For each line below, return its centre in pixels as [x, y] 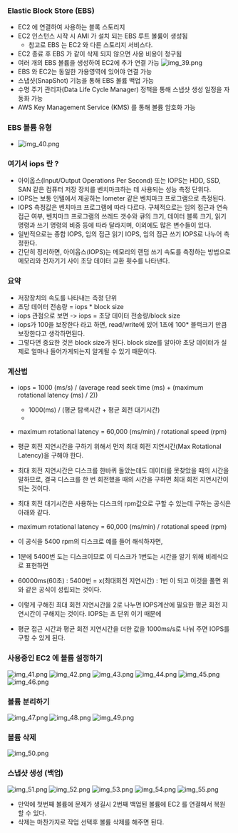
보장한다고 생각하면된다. [51, 333]
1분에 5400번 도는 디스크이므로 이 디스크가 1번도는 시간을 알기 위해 [111, 557]
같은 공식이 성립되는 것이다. [63, 590]
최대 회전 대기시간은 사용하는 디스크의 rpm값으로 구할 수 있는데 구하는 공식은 [124, 504]
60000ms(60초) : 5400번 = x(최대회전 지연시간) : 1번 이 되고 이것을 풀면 [119, 581]
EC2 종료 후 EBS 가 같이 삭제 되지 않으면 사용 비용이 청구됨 [100, 54]
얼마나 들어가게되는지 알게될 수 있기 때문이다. [94, 351]
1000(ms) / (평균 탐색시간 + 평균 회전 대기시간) [94, 410]
